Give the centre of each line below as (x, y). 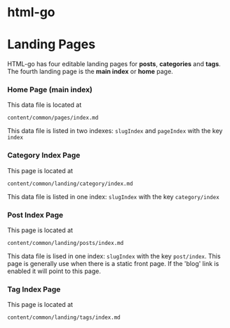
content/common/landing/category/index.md (70, 184)
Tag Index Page (34, 289)
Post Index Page (35, 215)
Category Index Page (44, 156)
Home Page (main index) (50, 90)
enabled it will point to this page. (54, 271)
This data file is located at (45, 105)
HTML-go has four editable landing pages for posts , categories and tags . (114, 64)
